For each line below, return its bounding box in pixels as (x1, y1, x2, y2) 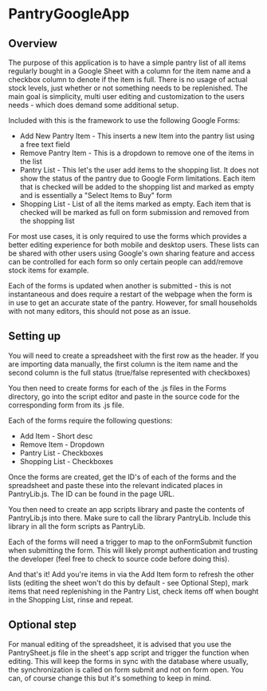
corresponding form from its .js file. (8, 400, 125, 410)
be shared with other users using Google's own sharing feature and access (8, 248, 255, 258)
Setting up (8, 329, 61, 344)
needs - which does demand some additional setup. (8, 101, 179, 109)
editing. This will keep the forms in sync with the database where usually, (8, 656, 249, 665)
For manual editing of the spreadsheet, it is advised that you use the (8, 639, 232, 649)
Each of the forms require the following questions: (8, 415, 173, 425)
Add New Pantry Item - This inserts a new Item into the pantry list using (19, 131, 255, 141)
